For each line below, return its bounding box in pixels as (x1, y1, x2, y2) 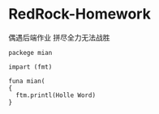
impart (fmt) (8, 62, 53, 71)
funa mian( (8, 77, 45, 85)
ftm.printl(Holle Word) (15, 91, 96, 99)
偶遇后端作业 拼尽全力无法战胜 (8, 32, 110, 42)
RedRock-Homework (8, 5, 152, 23)
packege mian (8, 49, 53, 57)
